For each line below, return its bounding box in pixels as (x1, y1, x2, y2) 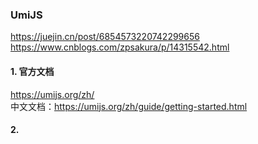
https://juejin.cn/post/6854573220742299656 (10, 31, 200, 43)
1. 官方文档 (10, 65, 55, 77)
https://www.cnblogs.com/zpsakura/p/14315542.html (10, 41, 230, 53)
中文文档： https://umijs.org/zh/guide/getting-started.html (10, 100, 248, 112)
